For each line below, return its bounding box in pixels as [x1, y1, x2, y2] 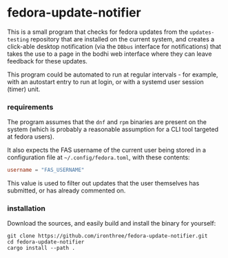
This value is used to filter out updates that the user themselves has [7, 179, 200, 188]
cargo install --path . [7, 245, 76, 252]
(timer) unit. [7, 85, 41, 93]
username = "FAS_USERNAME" [7, 167, 85, 174]
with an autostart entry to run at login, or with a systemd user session [7, 77, 205, 86]
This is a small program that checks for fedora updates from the [7, 28, 188, 36]
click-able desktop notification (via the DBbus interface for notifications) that [7, 42, 222, 50]
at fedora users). [7, 132, 54, 141]
